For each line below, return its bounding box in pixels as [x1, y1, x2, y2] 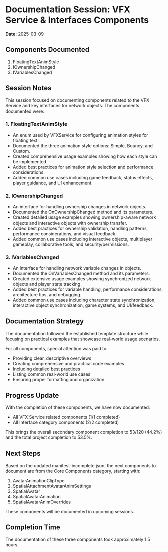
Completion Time [5, 523, 60, 532]
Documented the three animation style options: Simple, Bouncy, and [12, 142, 153, 149]
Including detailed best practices [12, 366, 80, 372]
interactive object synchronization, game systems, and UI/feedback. [12, 302, 154, 308]
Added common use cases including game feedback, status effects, [12, 174, 153, 180]
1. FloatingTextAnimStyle [5, 121, 68, 128]
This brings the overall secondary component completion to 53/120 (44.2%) [5, 429, 162, 435]
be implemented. [12, 158, 48, 164]
